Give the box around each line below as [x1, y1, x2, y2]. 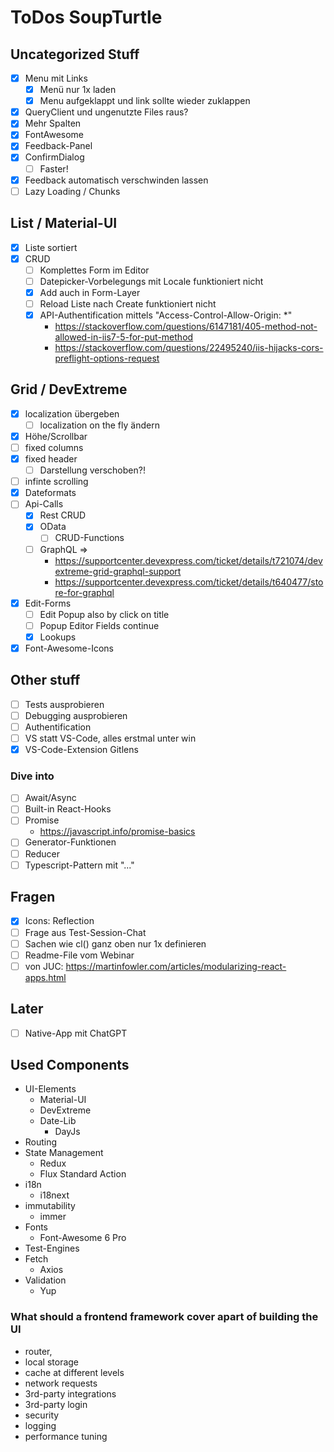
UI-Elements [24, 1083, 77, 1095]
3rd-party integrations [24, 1387, 117, 1400]
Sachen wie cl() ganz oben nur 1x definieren [24, 937, 207, 950]
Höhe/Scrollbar [24, 430, 88, 442]
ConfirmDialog [24, 151, 85, 163]
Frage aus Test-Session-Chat [24, 926, 147, 938]
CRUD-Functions [54, 532, 125, 544]
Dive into [10, 769, 55, 783]
